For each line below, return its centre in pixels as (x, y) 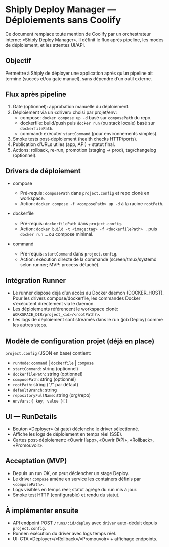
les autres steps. (30, 325)
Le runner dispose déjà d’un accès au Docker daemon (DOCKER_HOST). (88, 293)
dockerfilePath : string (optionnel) (48, 374)
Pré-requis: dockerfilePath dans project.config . (71, 224)
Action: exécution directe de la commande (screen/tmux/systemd (88, 259)
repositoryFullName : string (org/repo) (52, 395)
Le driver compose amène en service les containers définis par (77, 479)
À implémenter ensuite (42, 511)
